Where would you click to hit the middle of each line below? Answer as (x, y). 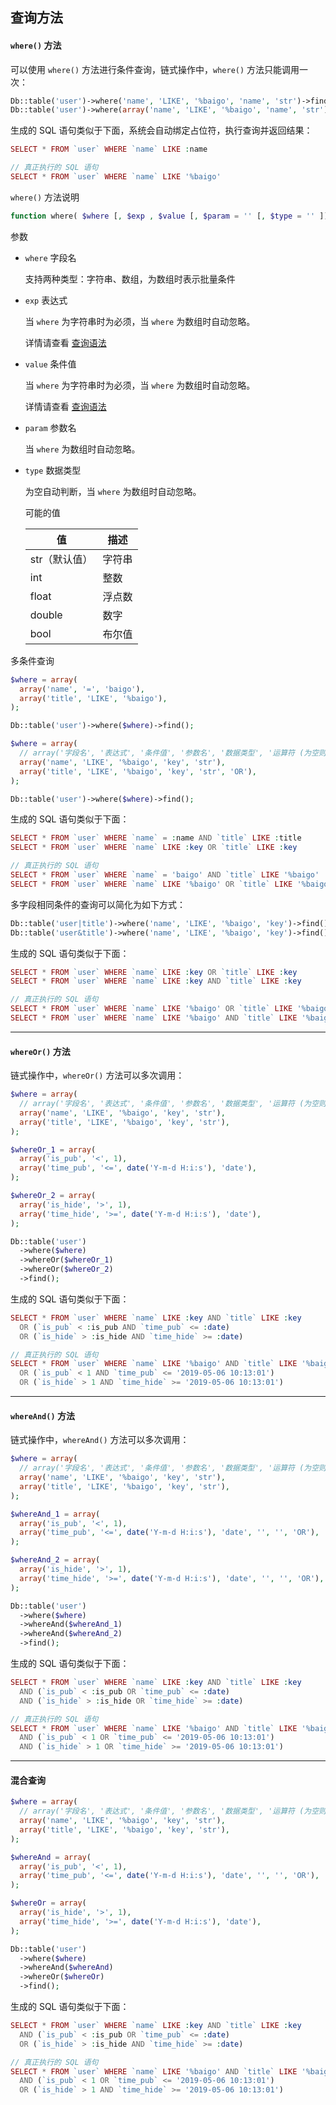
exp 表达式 (46, 300)
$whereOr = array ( (48, 1903)
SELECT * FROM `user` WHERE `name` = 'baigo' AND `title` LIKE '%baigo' (165, 875)
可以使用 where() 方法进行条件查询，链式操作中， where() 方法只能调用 (155, 69)
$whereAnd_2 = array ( (55, 1560)
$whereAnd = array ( (51, 1857)
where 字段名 (50, 257)
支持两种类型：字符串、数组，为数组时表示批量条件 (130, 279)
